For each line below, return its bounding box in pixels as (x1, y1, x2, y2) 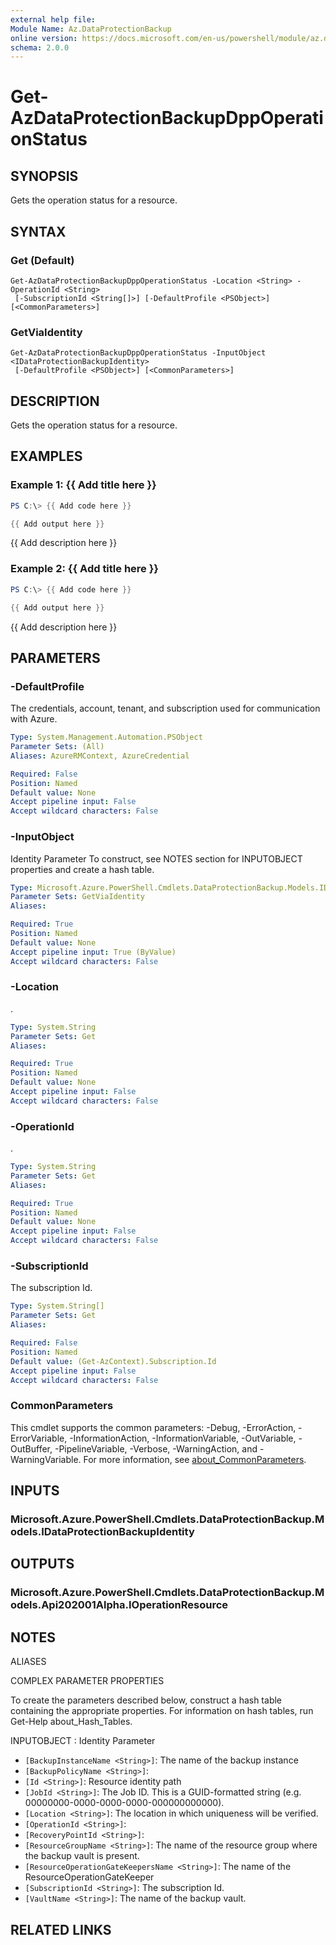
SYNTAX (10, 223, 67, 240)
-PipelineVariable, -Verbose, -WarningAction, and (54, 1442, 258, 1455)
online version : (10, 33, 78, 43)
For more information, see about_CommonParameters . (83, 1453, 307, 1465)
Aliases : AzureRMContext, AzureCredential (10, 751, 190, 761)
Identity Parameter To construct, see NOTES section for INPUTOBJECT (10, 852, 303, 865)
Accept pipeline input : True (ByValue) (10, 947, 177, 957)
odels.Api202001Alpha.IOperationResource (10, 1598, 229, 1612)
